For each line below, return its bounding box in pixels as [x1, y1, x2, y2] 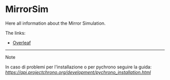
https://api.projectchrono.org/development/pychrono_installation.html [5, 69, 151, 75]
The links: [5, 30, 26, 36]
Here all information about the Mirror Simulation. [5, 20, 106, 26]
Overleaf [12, 39, 31, 46]
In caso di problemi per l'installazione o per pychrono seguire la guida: [5, 64, 152, 70]
